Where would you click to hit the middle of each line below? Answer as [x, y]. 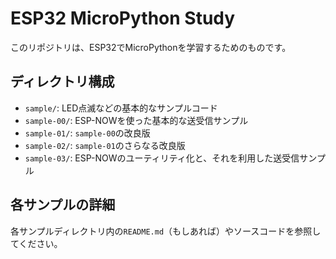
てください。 [36, 243]
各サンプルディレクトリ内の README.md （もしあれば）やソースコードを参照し [166, 231]
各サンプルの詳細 [63, 205]
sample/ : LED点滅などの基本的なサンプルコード [121, 108]
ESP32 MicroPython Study [123, 18]
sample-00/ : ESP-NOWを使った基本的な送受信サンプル [136, 120]
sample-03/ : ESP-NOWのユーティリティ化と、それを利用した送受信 [162, 158]
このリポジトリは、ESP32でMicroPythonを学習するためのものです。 [151, 47]
